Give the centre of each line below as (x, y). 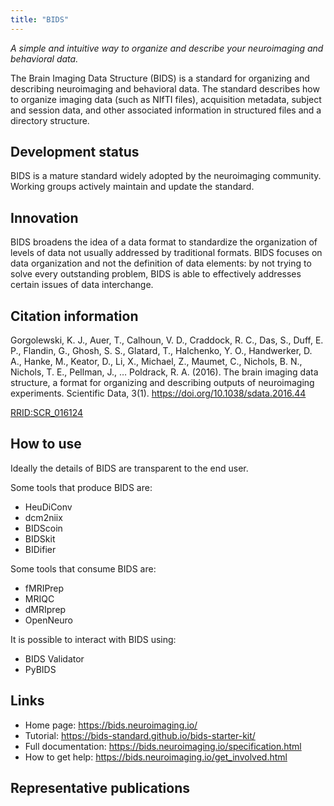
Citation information (74, 316)
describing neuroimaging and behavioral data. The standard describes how (165, 88)
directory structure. (50, 120)
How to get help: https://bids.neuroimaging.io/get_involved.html (156, 757)
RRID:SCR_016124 (47, 413)
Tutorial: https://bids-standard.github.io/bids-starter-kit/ (140, 735)
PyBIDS (40, 669)
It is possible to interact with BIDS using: (93, 639)
